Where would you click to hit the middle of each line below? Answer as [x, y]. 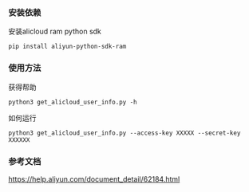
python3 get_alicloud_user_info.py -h [73, 102]
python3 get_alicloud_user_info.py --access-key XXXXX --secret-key [125, 133]
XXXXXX [19, 140]
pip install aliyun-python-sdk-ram [67, 47]
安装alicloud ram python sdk [55, 31]
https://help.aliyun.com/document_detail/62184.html [94, 179]
